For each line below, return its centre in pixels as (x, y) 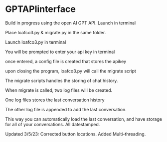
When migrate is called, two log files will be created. (59, 90)
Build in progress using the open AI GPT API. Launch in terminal (71, 23)
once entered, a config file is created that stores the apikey (66, 61)
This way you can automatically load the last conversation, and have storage (84, 119)
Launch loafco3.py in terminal (36, 42)
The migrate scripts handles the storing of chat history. (62, 80)
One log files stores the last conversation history (55, 100)
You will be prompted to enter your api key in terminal (60, 52)
